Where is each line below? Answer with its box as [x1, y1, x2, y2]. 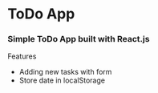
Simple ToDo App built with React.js [7, 34, 150, 45]
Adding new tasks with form [18, 67, 112, 77]
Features [7, 51, 37, 61]
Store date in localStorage [18, 75, 106, 85]
